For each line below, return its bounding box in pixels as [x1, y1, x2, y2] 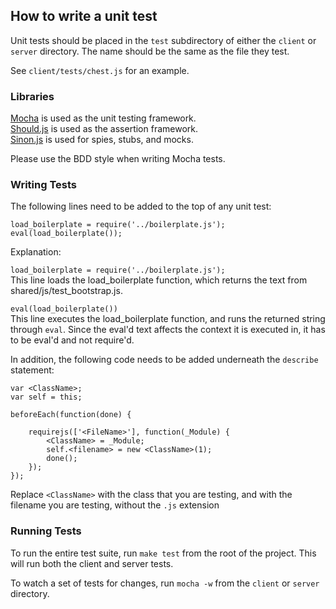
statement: [10, 364, 55, 376]
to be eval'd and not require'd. [10, 334, 135, 346]
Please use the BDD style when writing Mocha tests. [10, 153, 226, 165]
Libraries [10, 89, 55, 103]
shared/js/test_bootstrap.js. [10, 285, 123, 297]
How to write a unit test [10, 8, 158, 25]
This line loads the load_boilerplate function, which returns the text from [10, 274, 308, 286]
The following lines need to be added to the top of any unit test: [10, 200, 272, 213]
